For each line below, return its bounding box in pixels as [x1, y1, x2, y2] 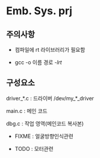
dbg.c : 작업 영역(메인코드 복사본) [6, 120, 84, 127]
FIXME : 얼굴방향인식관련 [14, 132, 74, 140]
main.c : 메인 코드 [6, 107, 48, 114]
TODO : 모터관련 [14, 145, 54, 152]
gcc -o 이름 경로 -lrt [14, 59, 62, 66]
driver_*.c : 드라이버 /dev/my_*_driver [6, 94, 95, 102]
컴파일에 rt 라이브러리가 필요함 [14, 46, 86, 53]
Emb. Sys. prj [6, 4, 73, 18]
